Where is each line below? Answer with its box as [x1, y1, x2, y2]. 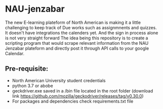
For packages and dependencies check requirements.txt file [12, 98, 133, 104]
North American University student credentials [12, 77, 106, 83]
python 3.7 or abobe [12, 83, 53, 89]
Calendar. [5, 50, 24, 56]
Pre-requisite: [5, 65, 48, 73]
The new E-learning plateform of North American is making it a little [5, 19, 141, 25]
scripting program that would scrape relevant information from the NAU [5, 40, 149, 46]
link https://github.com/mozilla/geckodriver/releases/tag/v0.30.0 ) [12, 93, 144, 99]
